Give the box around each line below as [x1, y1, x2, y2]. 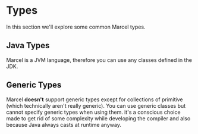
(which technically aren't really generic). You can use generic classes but [6, 102, 186, 109]
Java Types [6, 40, 50, 51]
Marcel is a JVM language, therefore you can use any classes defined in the [6, 56, 192, 63]
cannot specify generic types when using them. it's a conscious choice [6, 108, 181, 116]
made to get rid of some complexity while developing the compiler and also [6, 114, 191, 122]
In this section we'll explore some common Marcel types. [6, 23, 146, 30]
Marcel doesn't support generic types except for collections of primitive [6, 96, 183, 103]
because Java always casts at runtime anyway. [6, 121, 122, 128]
